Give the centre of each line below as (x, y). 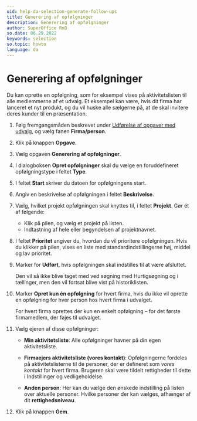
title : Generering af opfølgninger (50, 17)
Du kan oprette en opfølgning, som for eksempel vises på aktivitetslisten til (97, 95)
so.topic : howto (26, 45)
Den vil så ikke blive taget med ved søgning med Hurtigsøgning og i (97, 276)
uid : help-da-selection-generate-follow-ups (62, 11)
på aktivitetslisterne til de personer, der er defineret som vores (99, 364)
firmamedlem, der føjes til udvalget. (58, 317)
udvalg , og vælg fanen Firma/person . (61, 131)
